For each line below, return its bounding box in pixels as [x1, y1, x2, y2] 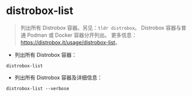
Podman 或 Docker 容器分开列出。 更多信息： [27, 31, 138, 39]
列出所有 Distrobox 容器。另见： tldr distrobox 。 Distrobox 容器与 [20, 24, 181, 31]
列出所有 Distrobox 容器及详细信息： [14, 74, 102, 81]
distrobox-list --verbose [6, 85, 69, 91]
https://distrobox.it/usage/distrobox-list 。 [20, 39, 121, 46]
